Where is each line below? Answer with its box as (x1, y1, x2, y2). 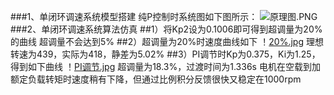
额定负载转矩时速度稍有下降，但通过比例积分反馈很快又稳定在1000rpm (10, 73, 302, 85)
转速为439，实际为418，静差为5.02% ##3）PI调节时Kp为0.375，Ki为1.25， (10, 48, 321, 60)
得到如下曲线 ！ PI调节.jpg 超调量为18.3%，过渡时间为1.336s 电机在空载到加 (10, 61, 321, 72)
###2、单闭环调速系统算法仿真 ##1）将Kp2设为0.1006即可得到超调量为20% (10, 23, 323, 35)
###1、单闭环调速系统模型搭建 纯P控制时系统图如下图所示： (10, 11, 258, 22)
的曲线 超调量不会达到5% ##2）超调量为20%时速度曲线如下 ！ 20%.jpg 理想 (10, 36, 324, 47)
